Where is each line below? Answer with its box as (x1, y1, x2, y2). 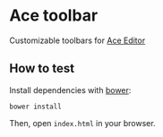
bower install (9, 102, 63, 111)
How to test (9, 61, 74, 76)
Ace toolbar (9, 5, 99, 26)
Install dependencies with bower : (9, 84, 132, 95)
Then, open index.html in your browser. (9, 117, 156, 128)
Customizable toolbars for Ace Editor (9, 35, 146, 46)
